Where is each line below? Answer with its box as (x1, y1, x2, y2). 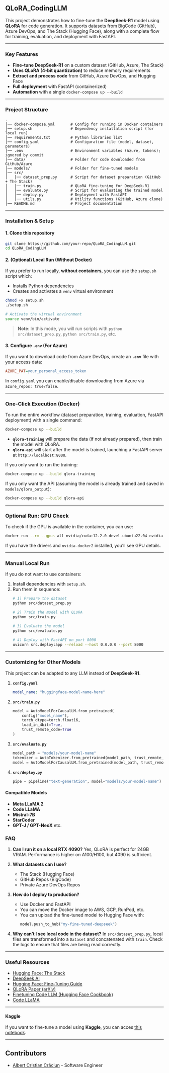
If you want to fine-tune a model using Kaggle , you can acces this (5, 1024, 142, 1030)
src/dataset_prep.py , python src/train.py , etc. (17, 331, 117, 337)
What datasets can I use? (12, 861, 67, 867)
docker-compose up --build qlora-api (5, 496, 84, 501)
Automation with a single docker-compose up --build (12, 89, 123, 95)
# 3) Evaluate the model (12, 623, 65, 628)
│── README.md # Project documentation (5, 201, 123, 206)
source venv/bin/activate (5, 316, 59, 321)
